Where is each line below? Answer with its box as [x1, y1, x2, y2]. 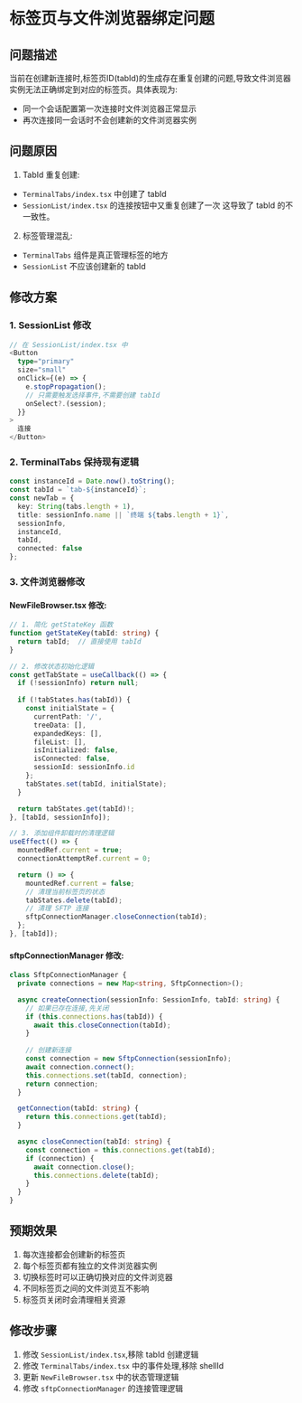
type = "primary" [17, 357, 75, 366]
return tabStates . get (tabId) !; [17, 804, 135, 814]
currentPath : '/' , [32, 711, 103, 721]
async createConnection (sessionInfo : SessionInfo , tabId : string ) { [17, 995, 280, 1004]
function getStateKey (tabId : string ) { [9, 629, 160, 638]
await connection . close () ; [32, 1163, 135, 1172]
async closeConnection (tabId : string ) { [17, 1137, 171, 1146]
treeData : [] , [32, 720, 87, 730]
